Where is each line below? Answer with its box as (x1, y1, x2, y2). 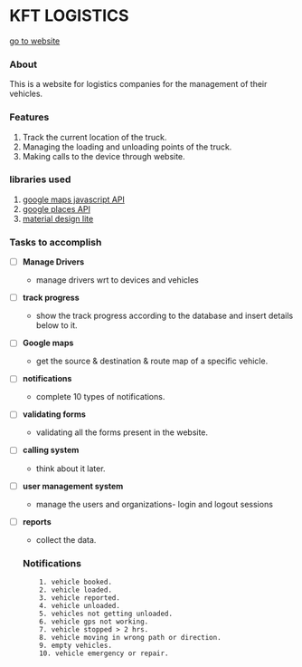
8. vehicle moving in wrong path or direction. (39, 633, 222, 642)
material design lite (22, 213, 94, 224)
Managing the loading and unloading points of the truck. (22, 141, 232, 152)
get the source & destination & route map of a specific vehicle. (35, 355, 269, 367)
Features (9, 111, 50, 123)
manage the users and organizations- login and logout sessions (35, 498, 274, 509)
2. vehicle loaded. (39, 585, 113, 594)
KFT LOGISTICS (9, 5, 129, 26)
